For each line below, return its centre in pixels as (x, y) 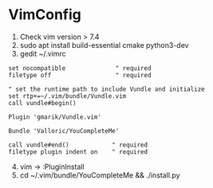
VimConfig (45, 15)
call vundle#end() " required (78, 145)
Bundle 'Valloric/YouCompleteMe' (64, 131)
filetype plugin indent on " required (78, 152)
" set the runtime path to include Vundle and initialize (106, 89)
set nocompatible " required (80, 68)
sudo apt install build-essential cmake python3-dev (104, 45)
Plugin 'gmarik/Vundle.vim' (55, 117)
